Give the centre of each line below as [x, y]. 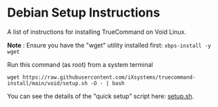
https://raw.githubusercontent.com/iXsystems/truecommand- [109, 77]
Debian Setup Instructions [84, 13]
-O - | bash [108, 83]
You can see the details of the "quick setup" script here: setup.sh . [101, 96]
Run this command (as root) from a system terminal [80, 64]
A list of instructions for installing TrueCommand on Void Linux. [97, 32]
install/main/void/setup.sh [48, 83]
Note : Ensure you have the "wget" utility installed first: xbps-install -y [109, 45]
